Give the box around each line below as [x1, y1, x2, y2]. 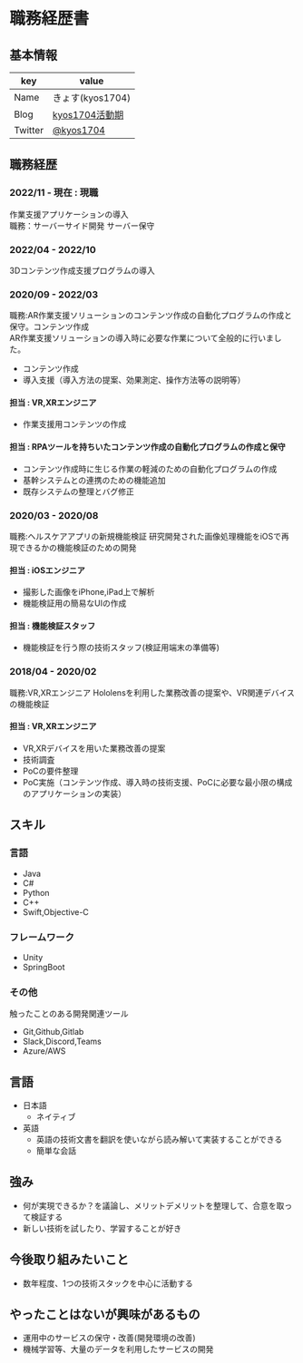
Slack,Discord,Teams [22, 1036, 102, 1047]
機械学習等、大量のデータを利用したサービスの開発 [22, 1344, 214, 1355]
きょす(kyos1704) [52, 92, 132, 104]
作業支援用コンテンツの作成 [22, 419, 127, 430]
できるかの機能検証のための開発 [16, 541, 137, 553]
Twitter [14, 124, 44, 136]
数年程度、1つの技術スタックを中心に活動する [22, 1278, 193, 1289]
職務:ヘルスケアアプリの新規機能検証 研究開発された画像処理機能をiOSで [9, 531, 282, 541]
